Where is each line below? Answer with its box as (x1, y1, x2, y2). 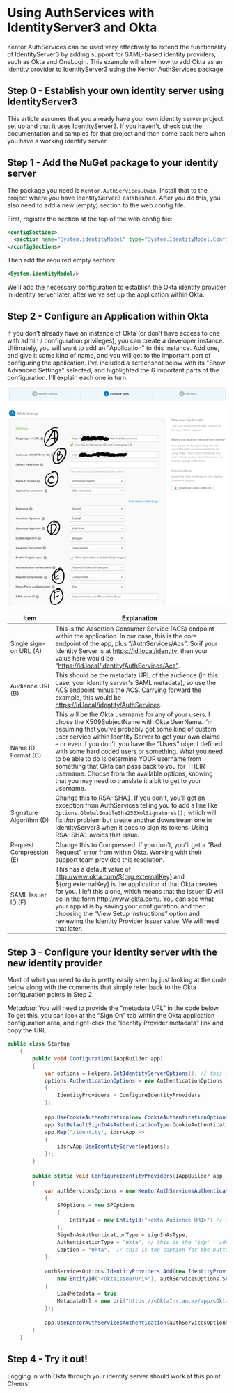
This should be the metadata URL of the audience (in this (55, 670, 218, 679)
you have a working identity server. (7, 136, 108, 145)
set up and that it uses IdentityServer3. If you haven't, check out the (7, 122, 203, 130)
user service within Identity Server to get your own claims (55, 732, 221, 741)
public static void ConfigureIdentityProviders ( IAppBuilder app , (32, 1172, 226, 1179)
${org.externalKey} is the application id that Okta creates (55, 879, 218, 888)
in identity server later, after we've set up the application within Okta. (7, 290, 205, 299)
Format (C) (10, 750, 42, 760)
